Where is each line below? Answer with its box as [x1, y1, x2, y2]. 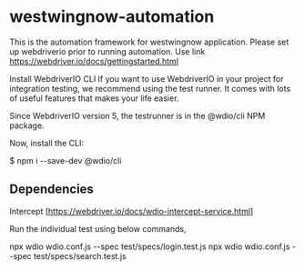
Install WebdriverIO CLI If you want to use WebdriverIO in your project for [9, 73, 284, 84]
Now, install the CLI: [9, 137, 85, 148]
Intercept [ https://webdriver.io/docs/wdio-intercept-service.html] [9, 205, 254, 216]
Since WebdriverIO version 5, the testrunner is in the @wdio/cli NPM [9, 110, 266, 121]
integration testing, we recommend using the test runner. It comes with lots [9, 83, 291, 94]
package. [9, 120, 45, 131]
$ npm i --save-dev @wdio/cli [9, 155, 122, 165]
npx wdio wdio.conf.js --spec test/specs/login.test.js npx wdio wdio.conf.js [9, 241, 290, 252]
